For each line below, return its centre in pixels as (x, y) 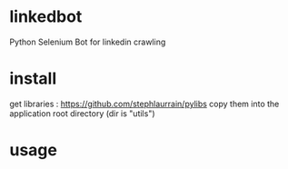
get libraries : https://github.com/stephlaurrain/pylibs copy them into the (144, 104)
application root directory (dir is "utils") (83, 113)
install (33, 79)
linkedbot (46, 17)
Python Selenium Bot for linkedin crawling (88, 42)
